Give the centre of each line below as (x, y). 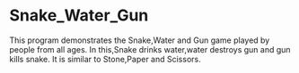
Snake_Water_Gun (79, 16)
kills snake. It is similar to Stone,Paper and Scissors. (105, 59)
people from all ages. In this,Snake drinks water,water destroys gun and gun (150, 49)
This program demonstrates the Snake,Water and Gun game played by (140, 40)
